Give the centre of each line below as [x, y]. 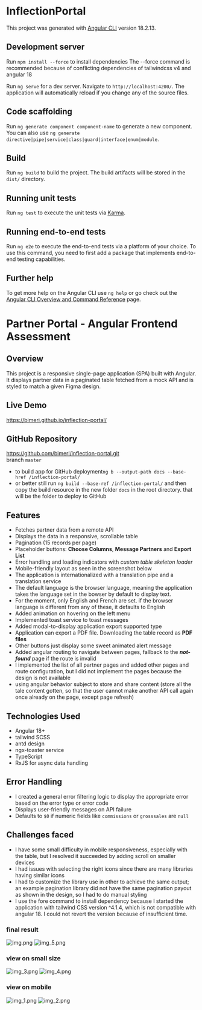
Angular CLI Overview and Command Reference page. [74, 299]
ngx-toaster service [39, 750]
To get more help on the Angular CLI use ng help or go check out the [92, 292]
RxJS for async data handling [52, 763]
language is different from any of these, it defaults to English [90, 607]
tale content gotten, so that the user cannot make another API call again [104, 691]
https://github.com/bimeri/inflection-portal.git [63, 454]
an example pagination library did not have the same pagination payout [103, 888]
